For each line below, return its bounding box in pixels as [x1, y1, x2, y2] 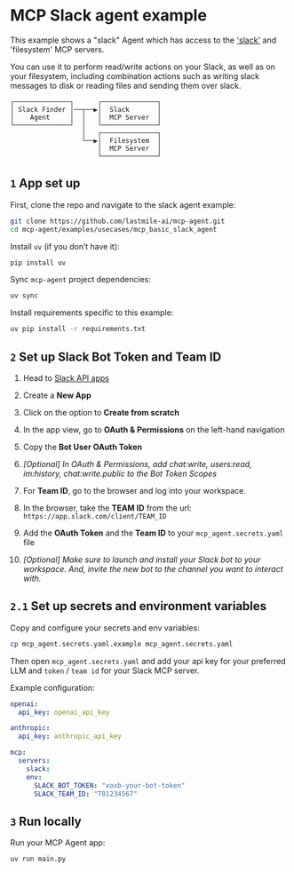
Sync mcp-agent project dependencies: [10, 274, 152, 285]
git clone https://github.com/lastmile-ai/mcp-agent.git [10, 217, 226, 226]
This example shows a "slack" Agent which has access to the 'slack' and [10, 35, 277, 45]
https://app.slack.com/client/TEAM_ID [22, 511, 167, 520]
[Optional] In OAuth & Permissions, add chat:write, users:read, [22, 458, 252, 469]
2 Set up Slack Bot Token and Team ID [10, 349, 221, 364]
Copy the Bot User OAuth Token [22, 441, 143, 452]
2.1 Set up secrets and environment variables [10, 599, 267, 614]
